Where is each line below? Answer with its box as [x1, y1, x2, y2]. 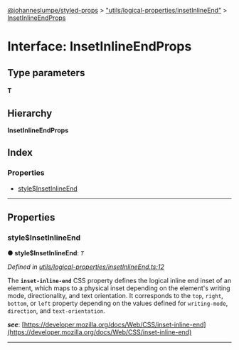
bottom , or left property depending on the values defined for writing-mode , [7, 299, 228, 308]
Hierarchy [7, 107, 53, 120]
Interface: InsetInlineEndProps [7, 38, 192, 55]
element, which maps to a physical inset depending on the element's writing [7, 284, 230, 292]
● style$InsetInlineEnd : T [7, 249, 84, 258]
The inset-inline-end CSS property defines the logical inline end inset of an [7, 277, 232, 285]
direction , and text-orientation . [7, 307, 105, 315]
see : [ [7, 320, 25, 329]
